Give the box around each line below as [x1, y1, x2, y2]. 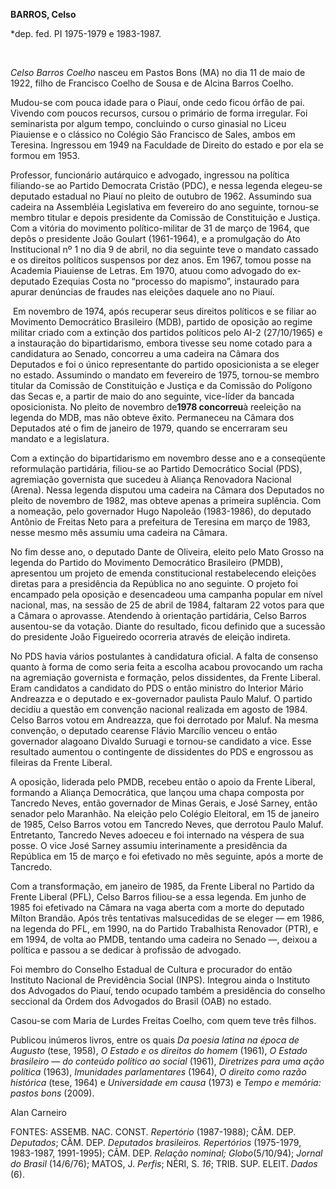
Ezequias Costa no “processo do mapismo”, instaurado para [51, 275, 300, 287]
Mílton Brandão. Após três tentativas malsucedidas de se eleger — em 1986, [10, 912, 325, 924]
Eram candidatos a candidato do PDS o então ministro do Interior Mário [10, 682, 304, 694]
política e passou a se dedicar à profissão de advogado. [10, 944, 242, 956]
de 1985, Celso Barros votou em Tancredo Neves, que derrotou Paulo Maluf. [10, 819, 324, 830]
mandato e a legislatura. [10, 433, 110, 444]
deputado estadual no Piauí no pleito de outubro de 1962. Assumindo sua [10, 190, 312, 202]
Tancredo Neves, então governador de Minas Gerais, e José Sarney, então [10, 797, 318, 809]
